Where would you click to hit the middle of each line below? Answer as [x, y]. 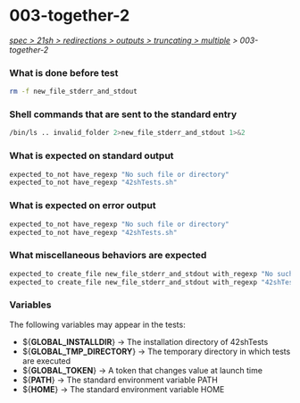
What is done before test [64, 72]
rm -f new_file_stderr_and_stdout [74, 92]
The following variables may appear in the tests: [97, 324]
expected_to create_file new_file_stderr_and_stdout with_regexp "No [142, 273]
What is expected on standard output [92, 155]
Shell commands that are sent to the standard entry [123, 114]
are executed [46, 361]
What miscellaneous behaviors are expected [108, 256]
